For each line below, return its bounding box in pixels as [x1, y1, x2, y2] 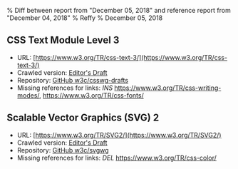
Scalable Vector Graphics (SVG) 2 [6, 112, 160, 124]
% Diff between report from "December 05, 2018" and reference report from [6, 6, 231, 14]
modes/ [16, 91, 40, 99]
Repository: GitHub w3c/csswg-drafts [16, 76, 129, 84]
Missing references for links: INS [16, 83, 113, 92]
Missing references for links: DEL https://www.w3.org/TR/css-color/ [16, 153, 217, 162]
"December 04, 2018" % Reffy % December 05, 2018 [6, 14, 163, 22]
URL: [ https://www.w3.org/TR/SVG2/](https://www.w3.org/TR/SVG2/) [16, 130, 222, 139]
